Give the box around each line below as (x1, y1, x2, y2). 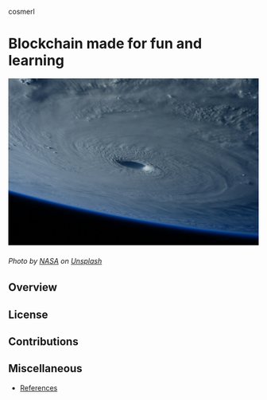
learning (8, 52, 65, 70)
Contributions (8, 335, 79, 349)
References (19, 382, 58, 393)
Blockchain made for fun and (8, 35, 203, 53)
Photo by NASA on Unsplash (8, 256, 103, 265)
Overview (8, 280, 58, 294)
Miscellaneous (8, 362, 83, 375)
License (8, 308, 48, 321)
